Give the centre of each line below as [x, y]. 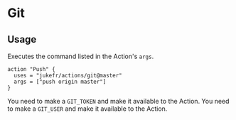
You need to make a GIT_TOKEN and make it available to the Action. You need [118, 101]
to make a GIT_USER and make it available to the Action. [87, 109]
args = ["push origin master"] [60, 82]
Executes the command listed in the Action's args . [81, 56]
